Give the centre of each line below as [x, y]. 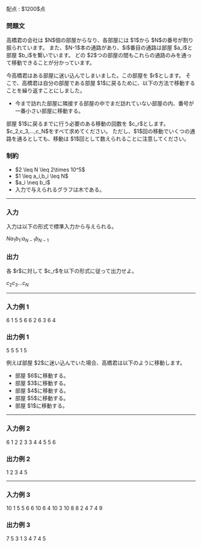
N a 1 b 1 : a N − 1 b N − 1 [28, 239]
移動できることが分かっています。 [53, 63]
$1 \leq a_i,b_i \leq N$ [42, 176]
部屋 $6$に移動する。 [42, 376]
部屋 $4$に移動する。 [42, 391]
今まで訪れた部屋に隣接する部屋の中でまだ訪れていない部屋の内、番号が [104, 104]
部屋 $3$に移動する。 [42, 383]
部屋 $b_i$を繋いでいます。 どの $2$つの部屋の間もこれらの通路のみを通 [96, 55]
